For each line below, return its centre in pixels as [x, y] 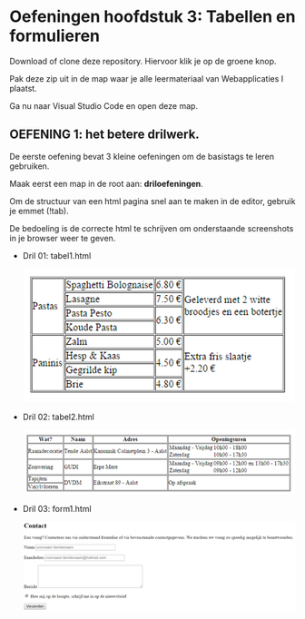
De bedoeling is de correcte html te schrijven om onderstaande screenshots [152, 228]
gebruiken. [30, 166]
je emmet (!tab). [39, 211]
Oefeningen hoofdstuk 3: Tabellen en [152, 17]
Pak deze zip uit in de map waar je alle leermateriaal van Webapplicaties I [147, 78]
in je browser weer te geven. [63, 238]
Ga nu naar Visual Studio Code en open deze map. [103, 105]
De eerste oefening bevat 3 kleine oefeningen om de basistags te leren [142, 156]
